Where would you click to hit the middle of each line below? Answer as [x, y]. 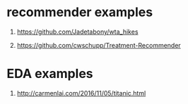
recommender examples [80, 12]
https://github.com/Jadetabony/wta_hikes [77, 32]
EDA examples [50, 74]
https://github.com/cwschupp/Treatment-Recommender [99, 45]
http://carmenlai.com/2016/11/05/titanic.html [81, 93]
